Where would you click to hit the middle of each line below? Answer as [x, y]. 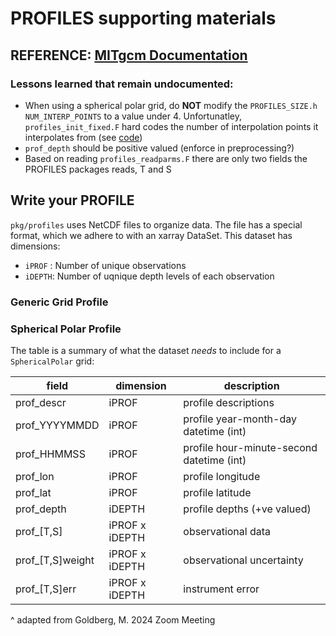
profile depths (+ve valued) [247, 509]
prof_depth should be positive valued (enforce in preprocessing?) [159, 148]
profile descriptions [229, 402]
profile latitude [217, 492]
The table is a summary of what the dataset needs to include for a [146, 350]
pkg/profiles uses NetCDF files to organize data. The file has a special [156, 224]
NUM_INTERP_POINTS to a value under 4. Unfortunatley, [133, 116]
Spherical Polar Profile [66, 329]
